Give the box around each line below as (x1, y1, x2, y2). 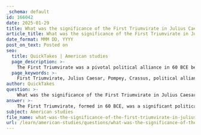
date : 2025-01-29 (6, 20, 50, 26)
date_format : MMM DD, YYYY (6, 36, 74, 42)
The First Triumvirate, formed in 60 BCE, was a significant (17, 103, 172, 109)
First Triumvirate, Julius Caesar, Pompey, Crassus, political (17, 75, 178, 81)
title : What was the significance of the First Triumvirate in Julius (6, 25, 186, 32)
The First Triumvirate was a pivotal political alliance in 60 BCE (17, 64, 188, 70)
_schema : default (6, 8, 50, 15)
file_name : (6, 114, 33, 120)
